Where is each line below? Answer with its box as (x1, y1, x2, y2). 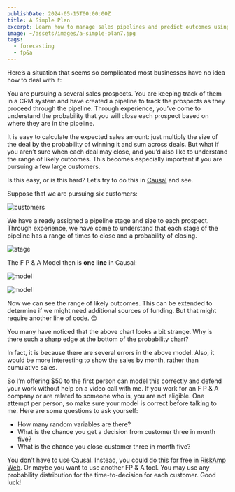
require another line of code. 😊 (7, 314, 98, 322)
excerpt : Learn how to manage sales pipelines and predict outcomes (7, 23, 211, 30)
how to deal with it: (7, 75, 62, 84)
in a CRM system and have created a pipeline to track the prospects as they (7, 96, 225, 105)
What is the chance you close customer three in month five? (17, 442, 191, 451)
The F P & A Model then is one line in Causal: (7, 258, 138, 266)
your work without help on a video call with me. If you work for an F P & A (7, 384, 219, 392)
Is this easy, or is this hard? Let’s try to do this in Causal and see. (7, 175, 194, 184)
